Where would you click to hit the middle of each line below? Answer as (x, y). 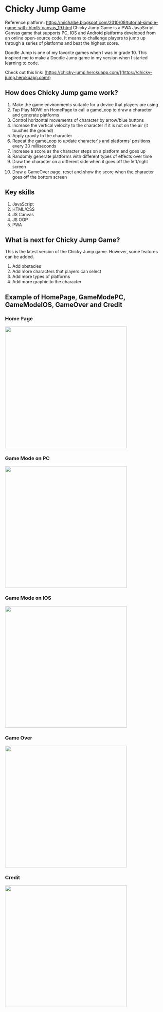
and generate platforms (36, 115)
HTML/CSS (23, 209)
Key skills (20, 193)
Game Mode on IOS (28, 598)
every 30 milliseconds (34, 146)
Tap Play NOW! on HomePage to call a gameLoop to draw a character (82, 110)
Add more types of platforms (41, 276)
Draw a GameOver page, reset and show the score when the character (83, 172)
